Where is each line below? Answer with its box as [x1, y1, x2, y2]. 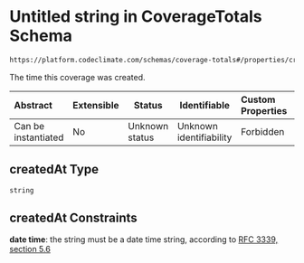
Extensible [71, 99, 119, 111]
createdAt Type [9, 162, 100, 177]
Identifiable [179, 99, 231, 111]
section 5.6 [9, 244, 52, 255]
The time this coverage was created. [9, 71, 147, 82]
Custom [241, 93, 276, 106]
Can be [14, 119, 45, 132]
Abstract [14, 99, 52, 111]
